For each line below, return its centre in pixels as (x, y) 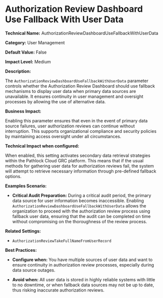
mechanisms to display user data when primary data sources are (71, 91)
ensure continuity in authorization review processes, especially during (83, 265)
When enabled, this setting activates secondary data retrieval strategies (78, 155)
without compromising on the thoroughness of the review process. (80, 221)
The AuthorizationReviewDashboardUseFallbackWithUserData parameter (77, 81)
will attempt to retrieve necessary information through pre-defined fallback (81, 171)
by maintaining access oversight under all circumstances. (63, 136)
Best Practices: (21, 250)
